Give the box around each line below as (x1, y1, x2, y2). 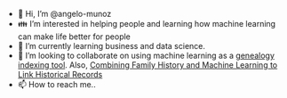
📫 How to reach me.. (17, 79, 96, 89)
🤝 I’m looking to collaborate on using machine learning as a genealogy (17, 50, 275, 61)
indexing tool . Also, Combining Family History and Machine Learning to (17, 60, 278, 70)
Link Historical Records (17, 69, 103, 79)
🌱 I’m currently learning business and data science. (17, 41, 206, 51)
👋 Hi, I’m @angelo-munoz (17, 9, 112, 19)
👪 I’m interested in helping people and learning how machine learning (17, 19, 276, 29)
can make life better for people (17, 31, 132, 42)
